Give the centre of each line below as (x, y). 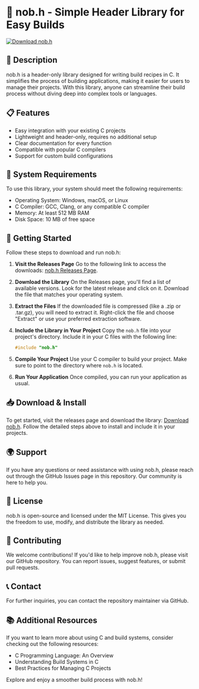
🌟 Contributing (34, 540)
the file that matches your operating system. (69, 295)
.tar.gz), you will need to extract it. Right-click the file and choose (94, 313)
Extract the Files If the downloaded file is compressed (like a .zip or (98, 306)
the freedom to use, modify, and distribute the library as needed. (85, 522)
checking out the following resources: (53, 644)
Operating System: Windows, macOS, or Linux (72, 200)
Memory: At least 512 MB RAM (52, 213)
